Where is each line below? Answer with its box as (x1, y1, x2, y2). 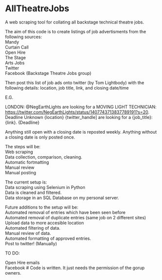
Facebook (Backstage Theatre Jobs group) (5, 70, 92, 76)
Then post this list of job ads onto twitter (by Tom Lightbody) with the (5, 79, 144, 86)
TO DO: (5, 250, 20, 256)
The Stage (5, 54, 26, 60)
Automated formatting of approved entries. (5, 235, 91, 241)
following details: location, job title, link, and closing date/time (5, 85, 129, 91)
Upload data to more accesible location (5, 220, 84, 226)
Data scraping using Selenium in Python (5, 184, 85, 190)
